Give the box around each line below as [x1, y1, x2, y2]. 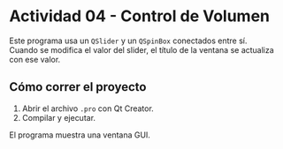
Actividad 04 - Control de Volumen [9, 6, 271, 26]
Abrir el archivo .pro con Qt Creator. [21, 103, 155, 114]
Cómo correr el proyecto [9, 79, 147, 94]
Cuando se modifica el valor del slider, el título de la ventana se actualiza [9, 44, 274, 55]
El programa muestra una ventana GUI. [9, 130, 150, 140]
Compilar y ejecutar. [21, 112, 96, 123]
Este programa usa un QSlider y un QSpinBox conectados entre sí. [9, 35, 248, 46]
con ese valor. [9, 54, 61, 64]
